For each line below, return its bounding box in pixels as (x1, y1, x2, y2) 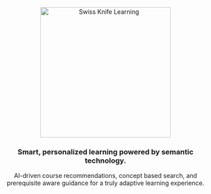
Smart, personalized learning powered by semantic (17, 147, 194, 156)
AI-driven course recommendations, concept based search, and (14, 172, 197, 180)
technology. (85, 156, 126, 165)
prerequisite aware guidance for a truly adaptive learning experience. (6, 179, 205, 187)
